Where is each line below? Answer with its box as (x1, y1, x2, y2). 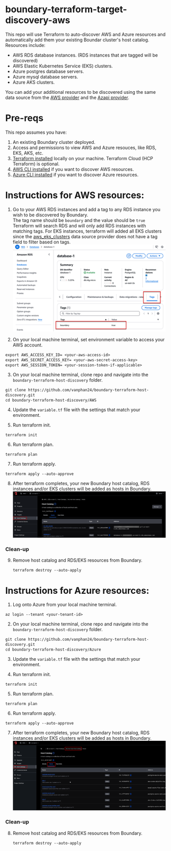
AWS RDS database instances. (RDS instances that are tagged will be (12, 52, 158, 58)
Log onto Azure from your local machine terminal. (12, 602, 117, 608)
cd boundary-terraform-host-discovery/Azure (5, 647, 101, 653)
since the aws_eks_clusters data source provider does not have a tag (12, 233, 158, 239)
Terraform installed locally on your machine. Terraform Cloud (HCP (12, 155, 154, 161)
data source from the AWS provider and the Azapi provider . (5, 94, 130, 101)
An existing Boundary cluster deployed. (12, 139, 96, 145)
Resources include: (5, 42, 46, 48)
